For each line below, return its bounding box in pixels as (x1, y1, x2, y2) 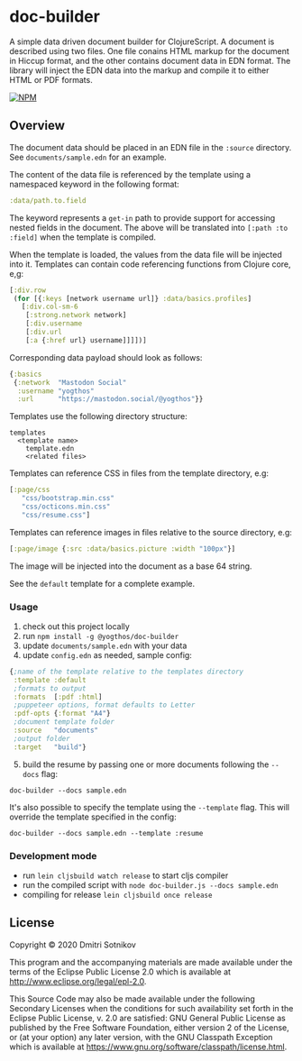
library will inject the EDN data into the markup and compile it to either (9, 65, 270, 76)
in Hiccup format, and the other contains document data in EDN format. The (9, 55, 291, 66)
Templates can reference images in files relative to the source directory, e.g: (9, 526, 293, 537)
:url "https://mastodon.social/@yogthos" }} (17, 395, 204, 404)
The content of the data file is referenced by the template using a (9, 169, 251, 179)
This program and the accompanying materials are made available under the (9, 956, 293, 967)
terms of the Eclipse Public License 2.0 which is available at (9, 966, 232, 977)
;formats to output (13, 683, 87, 693)
